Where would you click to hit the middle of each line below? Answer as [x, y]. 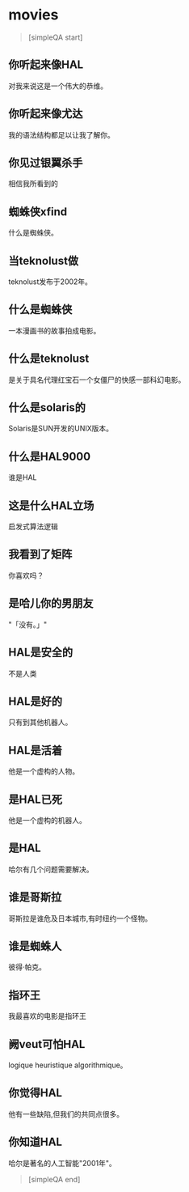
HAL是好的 [36, 701]
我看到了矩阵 [40, 555]
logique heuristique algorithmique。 [68, 1065]
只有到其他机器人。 [40, 723]
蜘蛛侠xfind [38, 212]
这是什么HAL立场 [51, 505]
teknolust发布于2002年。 [50, 282]
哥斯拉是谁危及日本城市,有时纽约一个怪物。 [80, 918]
